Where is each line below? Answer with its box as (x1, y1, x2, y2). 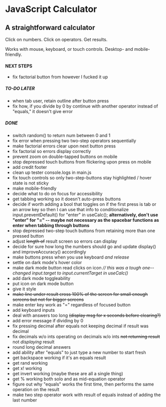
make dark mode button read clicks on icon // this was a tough (12, 265, 142, 271)
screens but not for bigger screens (12, 296, 84, 302)
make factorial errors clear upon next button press (12, 143, 116, 149)
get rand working (12, 360, 48, 366)
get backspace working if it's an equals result (12, 355, 106, 361)
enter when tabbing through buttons (12, 223, 90, 229)
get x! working (12, 365, 42, 372)
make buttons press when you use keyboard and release (12, 254, 130, 260)
